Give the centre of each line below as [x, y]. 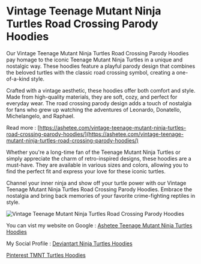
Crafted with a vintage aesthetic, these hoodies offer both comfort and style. [101, 90]
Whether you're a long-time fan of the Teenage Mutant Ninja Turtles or [94, 152]
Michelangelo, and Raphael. [40, 116]
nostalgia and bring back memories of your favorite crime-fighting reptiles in [101, 195]
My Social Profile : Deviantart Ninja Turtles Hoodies [70, 243]
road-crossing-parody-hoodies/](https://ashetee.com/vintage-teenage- [95, 134]
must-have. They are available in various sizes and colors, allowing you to [97, 165]
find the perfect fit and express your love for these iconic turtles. [86, 171]
